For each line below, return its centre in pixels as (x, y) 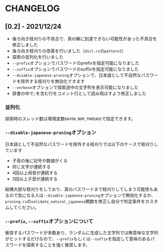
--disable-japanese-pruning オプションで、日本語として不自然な (76, 75)
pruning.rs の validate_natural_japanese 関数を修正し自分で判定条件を (75, 201)
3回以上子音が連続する (35, 179)
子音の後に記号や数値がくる (40, 161)
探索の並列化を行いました (38, 57)
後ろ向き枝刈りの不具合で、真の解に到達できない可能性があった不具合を (84, 39)
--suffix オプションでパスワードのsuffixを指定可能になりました (75, 69)
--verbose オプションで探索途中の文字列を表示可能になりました (75, 87)
